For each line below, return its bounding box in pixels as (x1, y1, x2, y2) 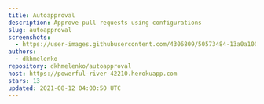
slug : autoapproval (8, 26, 72, 34)
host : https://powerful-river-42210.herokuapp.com (8, 70, 178, 77)
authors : (8, 48, 37, 56)
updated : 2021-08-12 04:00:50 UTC (8, 84, 122, 92)
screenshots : (8, 33, 51, 41)
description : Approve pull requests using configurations (8, 19, 202, 27)
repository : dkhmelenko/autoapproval (8, 63, 132, 70)
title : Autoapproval (8, 11, 76, 20)
